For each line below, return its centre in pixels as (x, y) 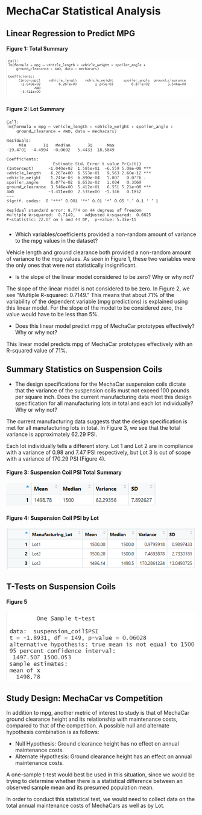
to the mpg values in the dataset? (56, 240)
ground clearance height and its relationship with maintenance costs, (92, 719)
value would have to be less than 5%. (53, 314)
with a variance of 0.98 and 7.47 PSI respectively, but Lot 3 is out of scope (99, 452)
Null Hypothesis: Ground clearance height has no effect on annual (97, 744)
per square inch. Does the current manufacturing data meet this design (103, 397)
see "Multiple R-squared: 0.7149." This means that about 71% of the (90, 295)
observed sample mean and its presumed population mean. (80, 788)
